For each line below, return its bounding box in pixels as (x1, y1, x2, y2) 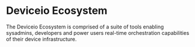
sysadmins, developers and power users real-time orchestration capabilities (6, 29, 189, 36)
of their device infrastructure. (6, 35, 77, 42)
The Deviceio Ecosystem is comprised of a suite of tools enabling (6, 23, 164, 30)
